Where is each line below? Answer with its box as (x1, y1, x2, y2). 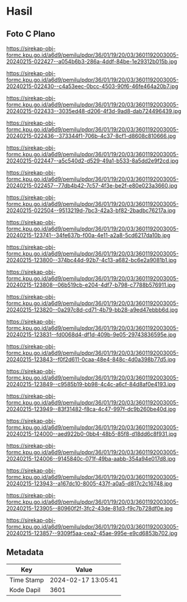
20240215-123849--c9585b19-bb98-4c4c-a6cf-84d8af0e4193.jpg (6, 381, 175, 387)
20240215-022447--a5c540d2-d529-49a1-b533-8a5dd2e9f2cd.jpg (6, 157, 178, 164)
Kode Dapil (9, 585, 41, 594)
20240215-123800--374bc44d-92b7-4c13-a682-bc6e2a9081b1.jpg (6, 257, 177, 263)
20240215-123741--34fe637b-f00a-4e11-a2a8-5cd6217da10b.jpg (6, 232, 171, 239)
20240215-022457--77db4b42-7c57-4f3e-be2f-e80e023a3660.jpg (6, 182, 178, 189)
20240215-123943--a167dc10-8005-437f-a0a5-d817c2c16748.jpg (6, 480, 172, 487)
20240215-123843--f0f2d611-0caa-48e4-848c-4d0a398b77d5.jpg (6, 356, 176, 363)
